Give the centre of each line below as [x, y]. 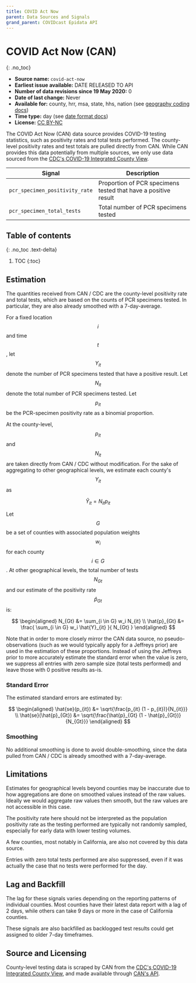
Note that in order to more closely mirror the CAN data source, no [85, 638]
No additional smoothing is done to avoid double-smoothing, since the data [97, 749]
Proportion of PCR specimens [139, 183]
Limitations [27, 774]
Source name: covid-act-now [50, 79]
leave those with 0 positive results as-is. [55, 669]
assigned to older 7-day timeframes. [50, 935]
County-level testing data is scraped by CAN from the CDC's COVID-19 [91, 967]
